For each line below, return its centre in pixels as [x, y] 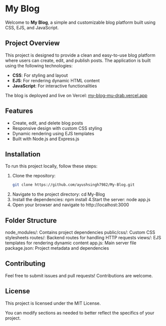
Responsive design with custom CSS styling [57, 128]
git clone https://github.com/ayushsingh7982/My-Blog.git [73, 185]
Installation [23, 154]
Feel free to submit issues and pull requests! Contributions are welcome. [79, 275]
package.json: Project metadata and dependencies [57, 248]
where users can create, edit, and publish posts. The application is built [78, 60]
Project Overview [32, 43]
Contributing [25, 264]
